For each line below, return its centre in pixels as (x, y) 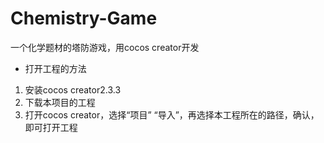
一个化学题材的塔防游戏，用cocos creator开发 (105, 47)
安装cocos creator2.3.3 (73, 89)
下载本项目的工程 (60, 102)
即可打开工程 (51, 127)
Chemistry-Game (84, 18)
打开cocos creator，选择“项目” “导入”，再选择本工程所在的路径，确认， (172, 114)
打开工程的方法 (55, 68)
